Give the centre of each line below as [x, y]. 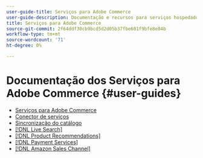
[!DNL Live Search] [38, 129]
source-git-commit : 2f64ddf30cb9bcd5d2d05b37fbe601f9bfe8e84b [86, 29]
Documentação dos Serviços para [93, 81]
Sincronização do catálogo [48, 123]
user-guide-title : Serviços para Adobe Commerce [69, 12]
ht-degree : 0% [24, 46]
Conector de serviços [42, 116]
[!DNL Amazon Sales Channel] [53, 148]
